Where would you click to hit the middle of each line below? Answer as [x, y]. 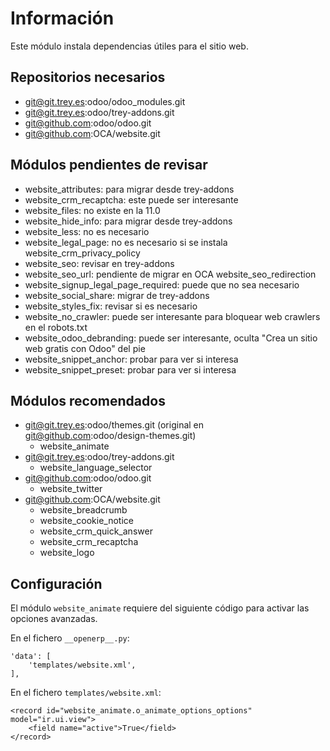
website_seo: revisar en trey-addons [99, 263]
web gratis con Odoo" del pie [85, 348]
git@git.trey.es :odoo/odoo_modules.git [105, 101]
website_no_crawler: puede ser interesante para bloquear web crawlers [172, 316]
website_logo [67, 553]
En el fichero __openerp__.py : [70, 638]
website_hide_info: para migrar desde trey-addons [128, 221]
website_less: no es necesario [87, 231]
